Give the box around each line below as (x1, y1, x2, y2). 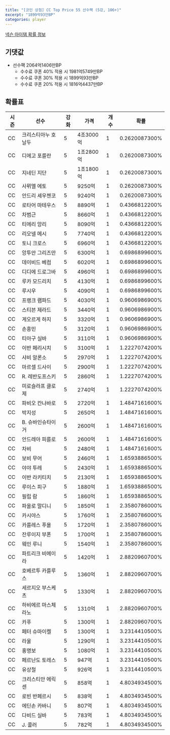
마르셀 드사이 (22, 363, 52, 371)
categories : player (5, 17, 47, 22)
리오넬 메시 (22, 230, 47, 237)
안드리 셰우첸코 (22, 192, 56, 199)
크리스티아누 (22, 131, 50, 138)
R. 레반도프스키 (22, 373, 56, 380)
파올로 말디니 (22, 503, 52, 509)
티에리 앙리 (22, 221, 47, 227)
